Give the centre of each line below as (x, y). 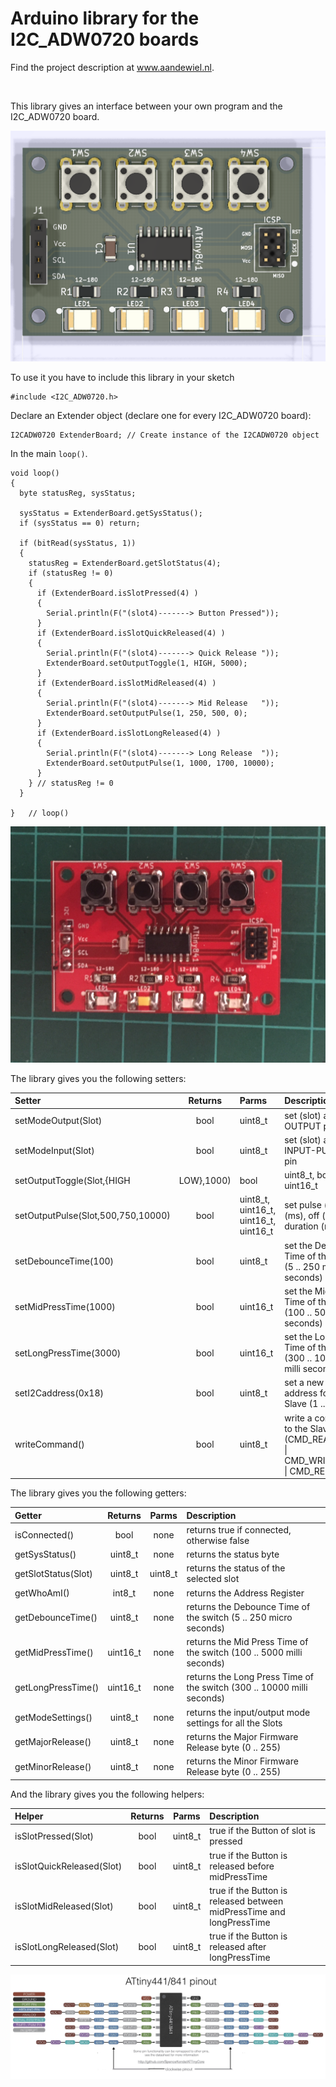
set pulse (303, 1204)
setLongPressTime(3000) (68, 1353)
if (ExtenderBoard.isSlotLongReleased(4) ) (129, 733)
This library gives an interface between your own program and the (146, 106)
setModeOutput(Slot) (58, 1121)
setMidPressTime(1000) (65, 1307)
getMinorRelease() (53, 1766)
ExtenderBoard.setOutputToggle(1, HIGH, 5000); (147, 663)
